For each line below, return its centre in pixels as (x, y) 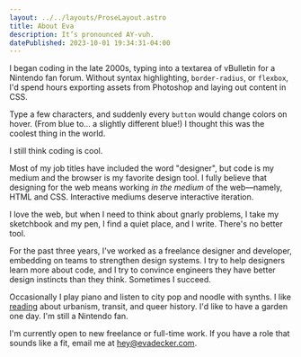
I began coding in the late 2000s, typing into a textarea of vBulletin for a (142, 68)
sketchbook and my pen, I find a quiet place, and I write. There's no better (146, 224)
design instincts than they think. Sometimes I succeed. (110, 280)
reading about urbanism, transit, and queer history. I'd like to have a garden (149, 307)
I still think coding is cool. (56, 151)
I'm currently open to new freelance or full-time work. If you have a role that (150, 334)
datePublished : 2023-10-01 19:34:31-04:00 (90, 43)
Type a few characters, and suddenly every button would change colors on (148, 114)
